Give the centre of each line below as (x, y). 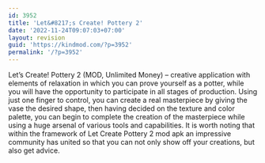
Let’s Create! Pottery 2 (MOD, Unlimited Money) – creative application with (129, 75)
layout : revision (37, 38)
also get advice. (34, 150)
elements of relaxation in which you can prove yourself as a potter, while (126, 83)
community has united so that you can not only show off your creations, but (131, 142)
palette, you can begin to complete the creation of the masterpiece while (127, 117)
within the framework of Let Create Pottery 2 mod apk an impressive (120, 134)
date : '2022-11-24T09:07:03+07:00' (67, 30)
